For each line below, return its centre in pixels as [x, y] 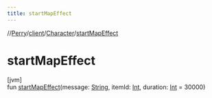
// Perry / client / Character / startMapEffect [63, 33]
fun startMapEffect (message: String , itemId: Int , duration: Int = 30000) [106, 87]
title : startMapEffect [39, 13]
